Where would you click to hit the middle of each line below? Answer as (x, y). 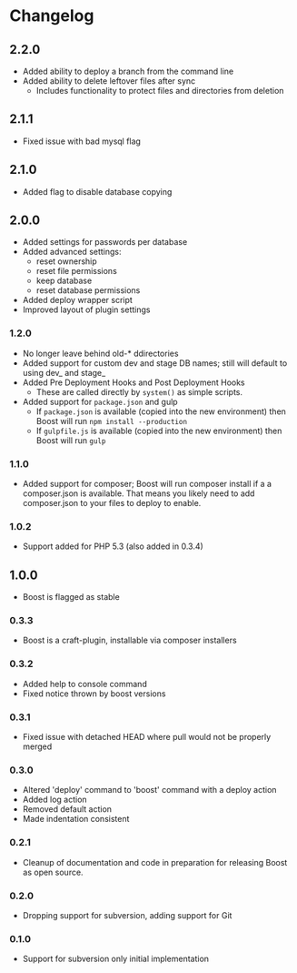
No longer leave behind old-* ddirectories (100, 353)
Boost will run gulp (71, 440)
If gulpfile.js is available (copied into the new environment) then (159, 431)
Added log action (55, 800)
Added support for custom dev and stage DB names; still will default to (155, 363)
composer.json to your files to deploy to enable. (112, 503)
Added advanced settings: (72, 252)
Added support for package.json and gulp (100, 401)
